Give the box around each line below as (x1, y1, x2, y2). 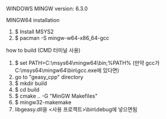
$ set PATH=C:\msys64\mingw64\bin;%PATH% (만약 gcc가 (14, 59, 160, 66)
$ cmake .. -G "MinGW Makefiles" (14, 92, 98, 99)
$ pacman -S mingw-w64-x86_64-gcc (14, 35, 110, 41)
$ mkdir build (14, 80, 47, 87)
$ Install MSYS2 (14, 28, 55, 35)
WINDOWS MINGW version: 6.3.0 (6, 5, 88, 12)
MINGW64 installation (6, 17, 60, 23)
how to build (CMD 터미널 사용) (6, 47, 81, 54)
